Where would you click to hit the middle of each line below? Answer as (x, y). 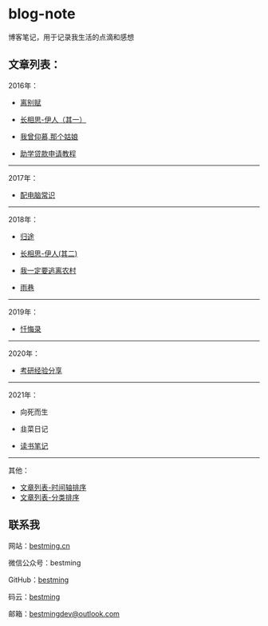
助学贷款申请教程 (48, 154)
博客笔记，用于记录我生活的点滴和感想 (71, 37)
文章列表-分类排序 (49, 497)
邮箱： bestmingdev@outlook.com (64, 613)
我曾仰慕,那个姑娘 (49, 136)
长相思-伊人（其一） (53, 119)
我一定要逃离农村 (48, 270)
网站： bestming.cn (39, 545)
